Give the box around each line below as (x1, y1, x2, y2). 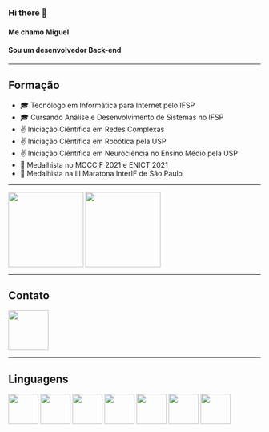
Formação (8, 79, 60, 92)
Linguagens (8, 372, 69, 386)
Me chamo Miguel (8, 27, 70, 37)
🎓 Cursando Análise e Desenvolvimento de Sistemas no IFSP (19, 112, 224, 122)
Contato (8, 289, 50, 302)
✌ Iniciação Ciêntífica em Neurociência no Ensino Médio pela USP (19, 148, 239, 158)
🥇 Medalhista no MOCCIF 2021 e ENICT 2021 (19, 159, 168, 169)
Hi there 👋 (8, 7, 48, 18)
